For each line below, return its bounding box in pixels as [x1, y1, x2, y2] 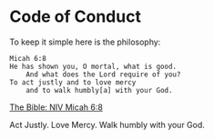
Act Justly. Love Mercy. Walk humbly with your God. [9, 119, 205, 130]
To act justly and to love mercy [9, 77, 137, 87]
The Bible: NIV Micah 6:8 [9, 102, 103, 113]
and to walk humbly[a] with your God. [25, 85, 173, 94]
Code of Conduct [9, 6, 141, 27]
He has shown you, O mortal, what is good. [9, 62, 178, 71]
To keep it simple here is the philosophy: [9, 36, 161, 47]
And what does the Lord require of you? [25, 70, 181, 79]
